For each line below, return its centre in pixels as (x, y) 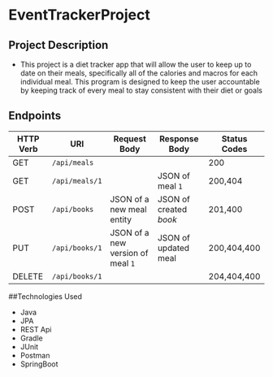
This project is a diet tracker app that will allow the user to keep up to (136, 64)
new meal (128, 209)
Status (234, 138)
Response (179, 138)
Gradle (31, 338)
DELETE (28, 276)
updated (173, 248)
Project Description (58, 45)
